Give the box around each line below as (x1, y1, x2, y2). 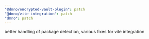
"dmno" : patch (4, 16, 33, 20)
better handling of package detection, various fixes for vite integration (4, 29, 145, 35)
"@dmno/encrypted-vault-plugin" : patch (4, 7, 85, 12)
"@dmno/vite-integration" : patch (4, 11, 72, 16)
